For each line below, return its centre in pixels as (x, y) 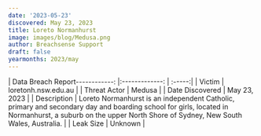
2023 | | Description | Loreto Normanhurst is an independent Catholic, (121, 98)
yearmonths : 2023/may (44, 60)
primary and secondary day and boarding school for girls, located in (118, 106)
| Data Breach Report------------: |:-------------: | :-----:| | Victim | (116, 81)
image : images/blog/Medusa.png (59, 37)
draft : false (29, 52)
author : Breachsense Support (56, 45)
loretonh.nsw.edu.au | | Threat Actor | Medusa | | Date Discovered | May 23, (131, 90)
